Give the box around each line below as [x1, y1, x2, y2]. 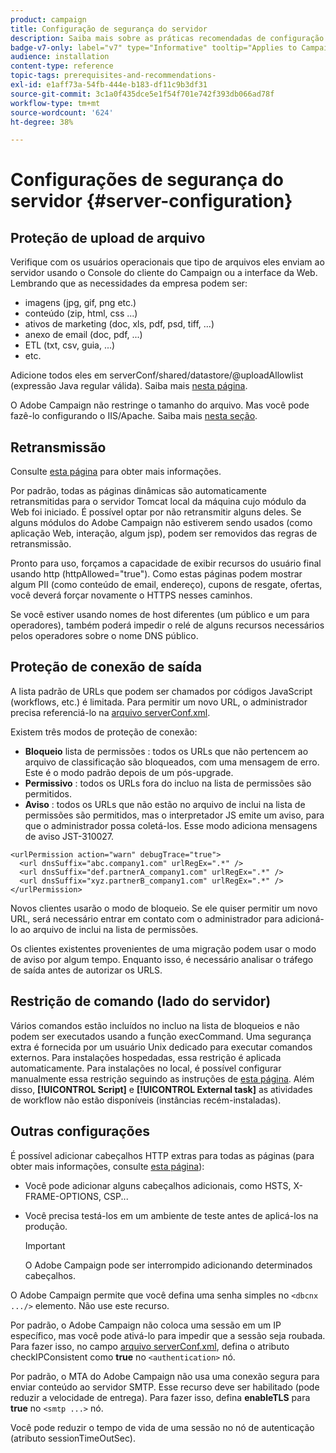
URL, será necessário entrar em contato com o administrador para [10, 912, 283, 925]
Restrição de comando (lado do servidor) [10, 993, 272, 1010]
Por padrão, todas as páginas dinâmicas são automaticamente [10, 485, 267, 497]
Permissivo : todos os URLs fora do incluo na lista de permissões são [24, 777, 312, 789]
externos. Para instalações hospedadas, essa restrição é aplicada [10, 1051, 282, 1063]
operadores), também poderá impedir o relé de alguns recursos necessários [10, 619, 325, 631]
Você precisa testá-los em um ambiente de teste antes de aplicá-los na [24, 1209, 319, 1221]
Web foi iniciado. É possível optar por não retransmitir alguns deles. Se [10, 506, 302, 518]
